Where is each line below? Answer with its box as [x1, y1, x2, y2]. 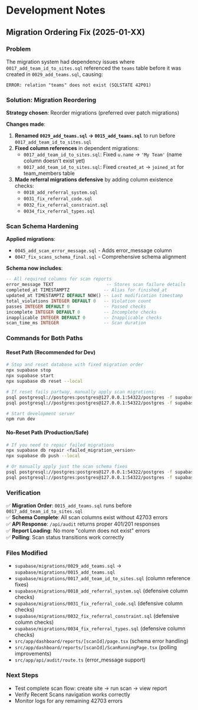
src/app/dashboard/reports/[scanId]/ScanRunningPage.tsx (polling [14, 644, 177, 651]
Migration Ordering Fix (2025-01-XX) [6, 27, 146, 37]
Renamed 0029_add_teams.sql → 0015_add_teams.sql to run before [14, 132, 176, 139]
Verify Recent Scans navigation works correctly [14, 691, 131, 698]
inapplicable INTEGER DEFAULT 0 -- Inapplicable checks [6, 314, 162, 321]
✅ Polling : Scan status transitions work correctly [6, 534, 124, 541]
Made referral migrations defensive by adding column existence [14, 176, 173, 183]
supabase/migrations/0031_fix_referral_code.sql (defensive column [14, 600, 183, 607]
